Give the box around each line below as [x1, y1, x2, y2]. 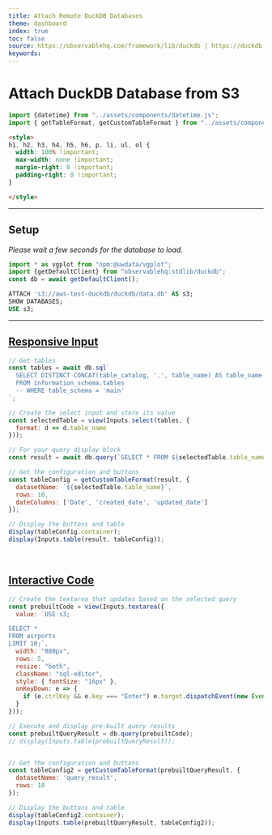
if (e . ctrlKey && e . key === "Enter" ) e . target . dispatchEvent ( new [23, 692, 249, 701]
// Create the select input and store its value [8, 408, 176, 417]
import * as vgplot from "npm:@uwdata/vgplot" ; [8, 260, 172, 268]
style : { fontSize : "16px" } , [15, 677, 117, 685]
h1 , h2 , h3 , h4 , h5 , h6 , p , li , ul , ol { [8, 141, 151, 149]
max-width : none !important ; [15, 155, 114, 164]
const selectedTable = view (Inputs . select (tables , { [8, 416, 190, 424]
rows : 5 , [15, 654, 45, 662]
